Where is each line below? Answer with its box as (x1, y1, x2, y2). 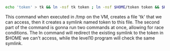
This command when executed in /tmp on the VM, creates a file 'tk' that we (5, 13, 162, 19)
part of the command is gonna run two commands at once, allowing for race (5, 24, 164, 30)
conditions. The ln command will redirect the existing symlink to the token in (5, 29, 163, 35)
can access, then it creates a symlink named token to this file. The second (5, 19, 160, 25)
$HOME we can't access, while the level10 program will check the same (5, 35, 155, 41)
